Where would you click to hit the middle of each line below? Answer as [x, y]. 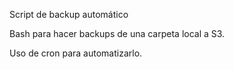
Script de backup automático [69, 14]
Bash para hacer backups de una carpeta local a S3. [117, 33]
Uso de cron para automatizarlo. [76, 53]
